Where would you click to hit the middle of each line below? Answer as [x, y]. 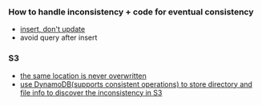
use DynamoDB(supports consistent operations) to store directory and [136, 84]
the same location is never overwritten [83, 76]
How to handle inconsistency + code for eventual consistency [131, 12]
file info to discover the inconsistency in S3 [91, 92]
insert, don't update [52, 29]
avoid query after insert [58, 37]
